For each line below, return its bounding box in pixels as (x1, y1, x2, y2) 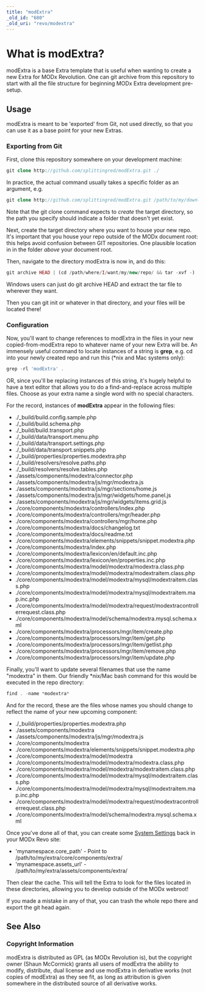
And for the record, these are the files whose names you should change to (6, 702, 193, 709)
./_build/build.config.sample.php (15, 414, 97, 421)
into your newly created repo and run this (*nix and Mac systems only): (6, 354, 185, 361)
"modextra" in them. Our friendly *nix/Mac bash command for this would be (6, 672, 197, 680)
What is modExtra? (6, 46, 105, 61)
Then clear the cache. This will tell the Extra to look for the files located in (6, 879, 191, 886)
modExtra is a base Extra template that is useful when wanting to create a (6, 67, 192, 74)
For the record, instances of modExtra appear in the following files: (6, 402, 176, 410)
